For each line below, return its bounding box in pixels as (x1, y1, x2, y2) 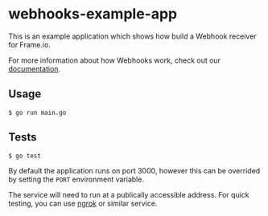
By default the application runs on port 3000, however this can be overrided (8, 165, 261, 175)
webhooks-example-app (8, 5, 178, 23)
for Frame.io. (8, 39, 51, 49)
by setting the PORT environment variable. (8, 174, 145, 184)
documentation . (8, 63, 61, 73)
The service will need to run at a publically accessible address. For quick (8, 190, 249, 199)
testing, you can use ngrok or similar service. (8, 198, 158, 208)
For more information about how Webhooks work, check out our (8, 55, 221, 65)
